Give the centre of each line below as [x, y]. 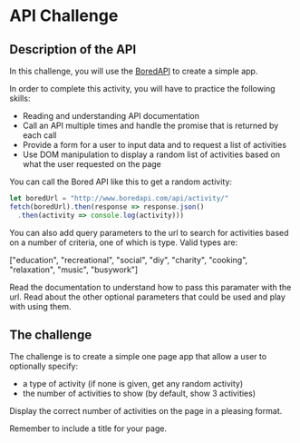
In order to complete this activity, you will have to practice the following [142, 89]
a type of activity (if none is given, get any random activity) [133, 384]
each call [39, 135]
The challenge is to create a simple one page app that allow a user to [138, 357]
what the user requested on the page [92, 164]
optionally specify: [44, 366]
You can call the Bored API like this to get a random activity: [121, 182]
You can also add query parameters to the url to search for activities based [149, 232]
